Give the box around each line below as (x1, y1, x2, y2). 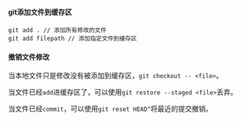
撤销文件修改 (8, 52, 49, 62)
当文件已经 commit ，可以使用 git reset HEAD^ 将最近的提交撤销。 (8, 104, 214, 113)
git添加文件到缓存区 (8, 7, 72, 16)
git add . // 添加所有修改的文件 (8, 27, 108, 34)
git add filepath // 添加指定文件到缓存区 (8, 35, 137, 43)
